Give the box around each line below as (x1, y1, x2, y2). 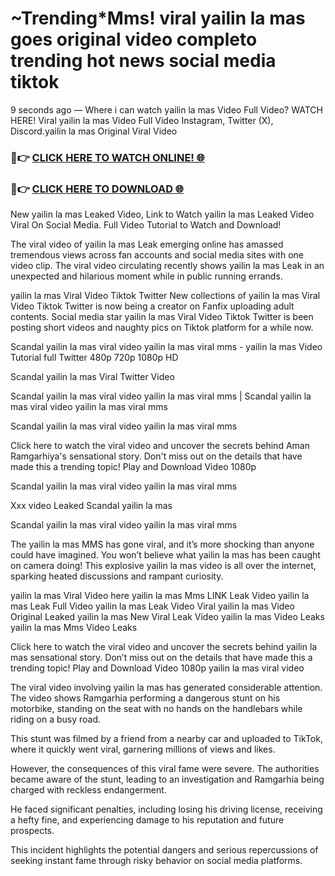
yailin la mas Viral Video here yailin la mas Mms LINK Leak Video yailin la (10, 590, 310, 602)
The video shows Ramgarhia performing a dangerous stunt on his (10, 692, 281, 704)
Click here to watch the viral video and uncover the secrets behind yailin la (10, 641, 318, 653)
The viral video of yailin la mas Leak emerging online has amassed (10, 238, 284, 251)
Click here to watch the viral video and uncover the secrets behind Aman (10, 440, 310, 452)
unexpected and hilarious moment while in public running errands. (10, 270, 283, 282)
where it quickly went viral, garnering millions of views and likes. (10, 743, 276, 756)
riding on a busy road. (10, 713, 102, 726)
